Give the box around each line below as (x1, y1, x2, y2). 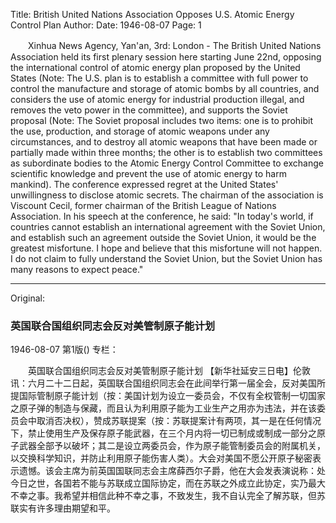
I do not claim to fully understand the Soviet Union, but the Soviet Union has (10, 253, 323, 264)
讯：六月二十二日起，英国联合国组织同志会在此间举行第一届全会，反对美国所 (10, 377, 326, 389)
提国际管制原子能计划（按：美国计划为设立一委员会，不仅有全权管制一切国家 (10, 390, 326, 402)
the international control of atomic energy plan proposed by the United (10, 62, 301, 73)
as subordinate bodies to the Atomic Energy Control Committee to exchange (10, 157, 324, 169)
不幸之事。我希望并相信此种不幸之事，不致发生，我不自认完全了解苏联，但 (10, 490, 317, 502)
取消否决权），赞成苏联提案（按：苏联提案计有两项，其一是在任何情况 (36, 415, 322, 427)
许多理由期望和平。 (36, 502, 116, 514)
